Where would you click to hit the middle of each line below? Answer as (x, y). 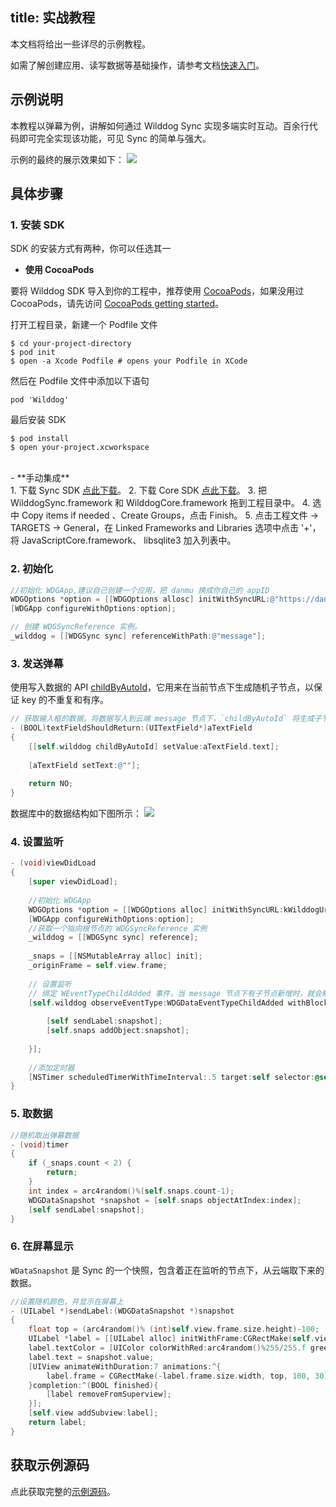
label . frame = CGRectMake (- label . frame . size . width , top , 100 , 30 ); (189, 1376)
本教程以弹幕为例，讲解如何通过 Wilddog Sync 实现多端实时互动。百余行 (160, 125)
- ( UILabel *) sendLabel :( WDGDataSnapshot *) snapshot (122, 1311)
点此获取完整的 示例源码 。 (63, 1491)
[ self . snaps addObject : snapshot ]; (118, 1031)
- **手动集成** (40, 478)
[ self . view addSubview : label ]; (93, 1413)
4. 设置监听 (37, 842)
